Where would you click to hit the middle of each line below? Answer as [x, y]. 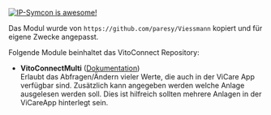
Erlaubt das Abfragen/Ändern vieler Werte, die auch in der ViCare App [138, 77]
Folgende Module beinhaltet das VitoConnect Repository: [104, 52]
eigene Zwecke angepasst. [54, 37]
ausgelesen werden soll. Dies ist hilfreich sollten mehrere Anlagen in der [141, 94]
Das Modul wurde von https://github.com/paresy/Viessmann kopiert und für [135, 28]
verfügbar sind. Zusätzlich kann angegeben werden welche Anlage [132, 85]
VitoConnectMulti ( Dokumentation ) [80, 68]
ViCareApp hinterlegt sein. [64, 102]
